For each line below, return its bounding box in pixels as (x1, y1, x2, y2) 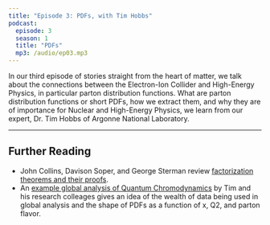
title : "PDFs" (15, 42, 63, 50)
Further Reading (8, 145, 92, 158)
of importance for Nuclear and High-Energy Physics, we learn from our (8, 105, 243, 115)
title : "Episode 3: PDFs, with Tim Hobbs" (8, 11, 153, 20)
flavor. (19, 208, 42, 218)
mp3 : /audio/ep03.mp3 (15, 49, 88, 57)
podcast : (8, 19, 38, 27)
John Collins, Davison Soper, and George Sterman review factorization (19, 166, 254, 175)
